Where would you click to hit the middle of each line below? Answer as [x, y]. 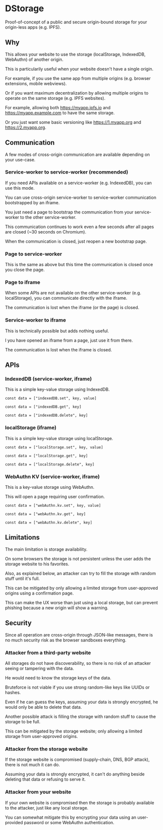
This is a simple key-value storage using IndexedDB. [57, 389]
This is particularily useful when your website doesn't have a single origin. [79, 69]
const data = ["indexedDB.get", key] [43, 407]
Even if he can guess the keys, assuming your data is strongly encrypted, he [81, 702]
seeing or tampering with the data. [40, 668]
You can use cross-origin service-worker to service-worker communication [81, 197]
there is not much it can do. [32, 765]
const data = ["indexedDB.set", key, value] [51, 398]
